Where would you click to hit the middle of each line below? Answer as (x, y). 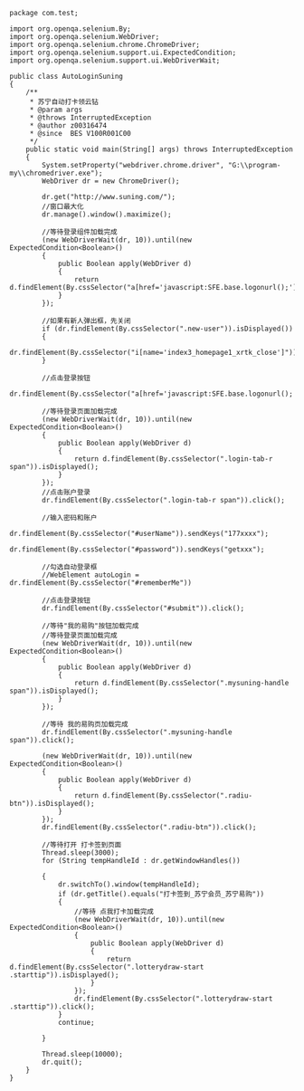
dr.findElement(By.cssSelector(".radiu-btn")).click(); (149, 828)
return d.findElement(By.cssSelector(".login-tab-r (173, 459)
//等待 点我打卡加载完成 (114, 912)
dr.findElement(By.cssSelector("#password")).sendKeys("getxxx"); (137, 550)
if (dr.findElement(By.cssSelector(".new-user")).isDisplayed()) (168, 329)
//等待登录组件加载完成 (80, 232)
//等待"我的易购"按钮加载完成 (90, 626)
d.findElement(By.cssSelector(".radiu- (178, 796)
